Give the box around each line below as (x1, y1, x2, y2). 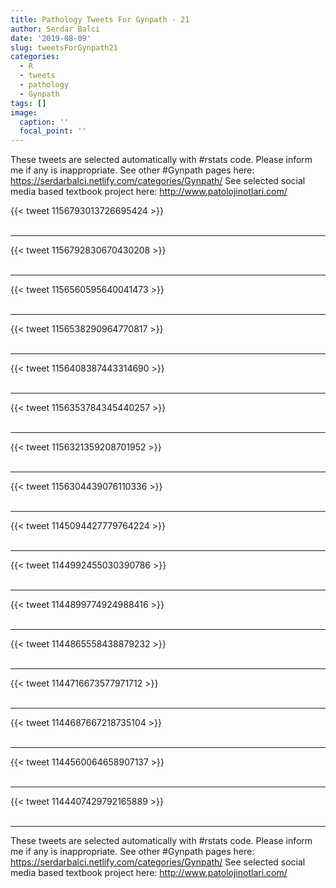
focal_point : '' (19, 126, 87, 136)
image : (10, 107, 38, 118)
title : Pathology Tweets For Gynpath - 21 (10, 14, 190, 25)
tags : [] (10, 98, 47, 108)
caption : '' (19, 117, 70, 127)
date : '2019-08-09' (10, 33, 92, 43)
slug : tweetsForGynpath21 (10, 42, 118, 53)
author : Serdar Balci (10, 24, 101, 34)
